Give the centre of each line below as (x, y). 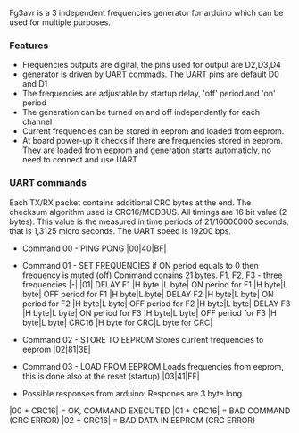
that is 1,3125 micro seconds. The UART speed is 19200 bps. (120, 230)
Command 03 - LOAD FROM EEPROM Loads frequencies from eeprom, (153, 366)
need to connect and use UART (80, 160)
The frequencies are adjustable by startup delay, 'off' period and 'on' (149, 94)
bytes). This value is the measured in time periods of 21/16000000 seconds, (149, 221)
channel (37, 122)
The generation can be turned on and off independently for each (141, 112)
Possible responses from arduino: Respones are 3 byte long (132, 393)
